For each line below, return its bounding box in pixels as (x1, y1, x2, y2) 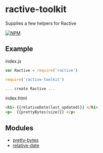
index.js (5, 58, 22, 64)
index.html (5, 95, 27, 101)
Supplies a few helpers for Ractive (5, 20, 77, 26)
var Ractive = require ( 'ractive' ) (5, 68, 78, 73)
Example (5, 44, 33, 54)
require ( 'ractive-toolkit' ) (5, 77, 65, 82)
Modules (5, 124, 34, 132)
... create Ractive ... (5, 86, 56, 91)
